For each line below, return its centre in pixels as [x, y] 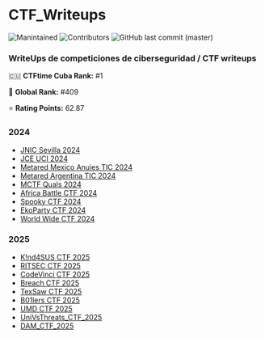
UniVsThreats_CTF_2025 [61, 317]
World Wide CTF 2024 [57, 218]
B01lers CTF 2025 [50, 300]
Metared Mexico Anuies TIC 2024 [76, 167]
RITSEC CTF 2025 [50, 265]
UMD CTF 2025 [46, 308]
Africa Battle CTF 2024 [59, 192]
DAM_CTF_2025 [47, 326]
